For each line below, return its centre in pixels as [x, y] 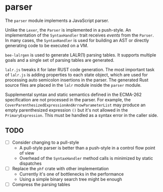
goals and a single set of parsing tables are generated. [60, 60]
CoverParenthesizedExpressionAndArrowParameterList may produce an [75, 105]
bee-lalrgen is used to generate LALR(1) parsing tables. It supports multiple [81, 55]
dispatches [30, 163]
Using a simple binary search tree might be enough [71, 179]
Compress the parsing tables [41, 184]
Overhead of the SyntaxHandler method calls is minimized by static [86, 158]
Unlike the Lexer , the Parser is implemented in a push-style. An [68, 30]
